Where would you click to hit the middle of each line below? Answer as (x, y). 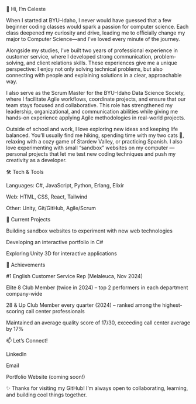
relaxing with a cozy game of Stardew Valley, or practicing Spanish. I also (94, 141)
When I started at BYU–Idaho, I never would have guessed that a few (89, 20)
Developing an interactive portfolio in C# (55, 242)
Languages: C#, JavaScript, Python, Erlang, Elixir (65, 185)
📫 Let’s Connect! (27, 340)
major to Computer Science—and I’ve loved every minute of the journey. (93, 39)
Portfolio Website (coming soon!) (46, 377)
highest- (172, 305)
